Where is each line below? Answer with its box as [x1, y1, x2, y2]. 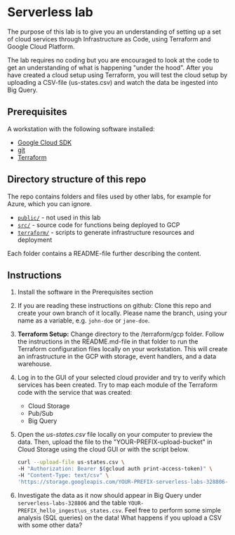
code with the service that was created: [17, 388, 133, 397]
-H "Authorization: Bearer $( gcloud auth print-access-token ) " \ [17, 466, 213, 473]
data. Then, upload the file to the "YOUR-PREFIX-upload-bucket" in [17, 438, 213, 446]
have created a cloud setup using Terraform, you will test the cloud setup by [7, 71, 228, 79]
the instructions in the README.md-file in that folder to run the [17, 337, 199, 346]
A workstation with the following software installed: [7, 124, 156, 133]
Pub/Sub [27, 409, 54, 418]
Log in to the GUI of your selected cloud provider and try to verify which [17, 373, 226, 382]
